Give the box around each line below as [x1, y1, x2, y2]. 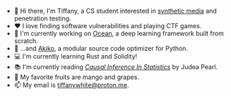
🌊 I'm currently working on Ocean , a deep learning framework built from [13, 29, 224, 37]
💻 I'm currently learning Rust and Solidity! [13, 52, 138, 60]
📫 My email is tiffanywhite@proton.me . [13, 81, 129, 89]
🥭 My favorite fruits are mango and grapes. [13, 73, 140, 81]
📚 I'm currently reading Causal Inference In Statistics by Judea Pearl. [13, 63, 218, 71]
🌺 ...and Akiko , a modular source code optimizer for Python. [13, 44, 189, 52]
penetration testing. [13, 14, 72, 23]
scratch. [13, 37, 39, 45]
